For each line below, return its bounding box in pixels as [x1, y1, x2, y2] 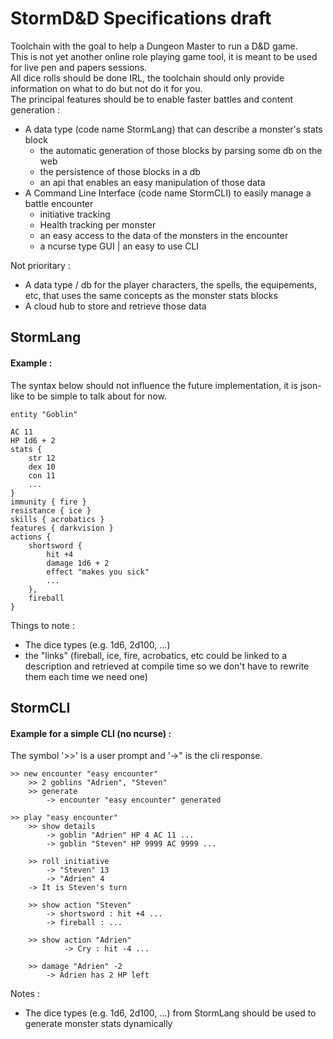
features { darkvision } [10, 523, 114, 533]
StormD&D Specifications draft [10, 7, 272, 30]
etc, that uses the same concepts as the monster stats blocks [24, 289, 278, 301]
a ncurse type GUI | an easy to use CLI [39, 240, 200, 252]
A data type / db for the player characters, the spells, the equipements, [24, 278, 318, 291]
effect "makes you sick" [46, 567, 150, 577]
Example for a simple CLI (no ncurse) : [10, 727, 172, 739]
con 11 [28, 470, 56, 481]
